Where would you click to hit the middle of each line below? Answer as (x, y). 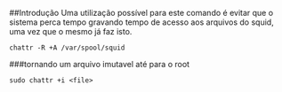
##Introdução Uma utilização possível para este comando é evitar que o (141, 13)
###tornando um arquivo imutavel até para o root (99, 64)
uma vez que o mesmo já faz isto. (71, 31)
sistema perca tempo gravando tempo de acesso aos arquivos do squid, (141, 22)
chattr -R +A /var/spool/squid (67, 48)
